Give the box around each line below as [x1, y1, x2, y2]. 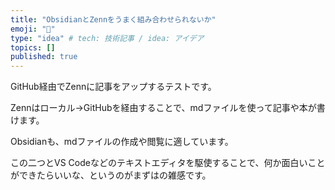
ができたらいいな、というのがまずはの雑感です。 [10, 169, 212, 181]
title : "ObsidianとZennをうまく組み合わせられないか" [10, 14, 217, 25]
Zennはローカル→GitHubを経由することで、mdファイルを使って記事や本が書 [10, 102, 326, 114]
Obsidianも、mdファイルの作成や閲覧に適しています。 [10, 136, 234, 148]
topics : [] [10, 42, 56, 53]
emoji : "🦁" [10, 24, 56, 34]
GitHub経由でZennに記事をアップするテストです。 [10, 81, 217, 93]
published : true [10, 52, 78, 62]
